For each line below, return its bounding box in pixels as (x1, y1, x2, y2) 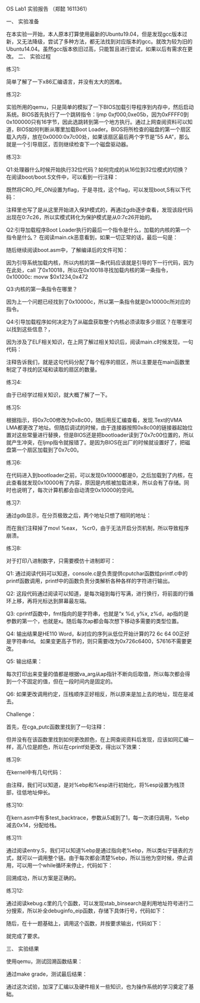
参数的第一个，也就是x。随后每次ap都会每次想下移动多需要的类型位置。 (6, 618, 183, 624)
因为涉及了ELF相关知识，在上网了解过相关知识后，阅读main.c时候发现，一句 (6, 338, 193, 345)
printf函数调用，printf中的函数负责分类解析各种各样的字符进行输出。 (6, 577, 174, 584)
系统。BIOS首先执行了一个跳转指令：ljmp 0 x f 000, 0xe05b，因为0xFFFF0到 (6, 111, 189, 118)
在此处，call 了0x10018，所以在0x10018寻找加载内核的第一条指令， (6, 267, 171, 273)
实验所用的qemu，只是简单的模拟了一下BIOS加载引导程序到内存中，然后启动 (6, 104, 194, 110)
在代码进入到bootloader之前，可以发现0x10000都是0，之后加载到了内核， (6, 472, 189, 478)
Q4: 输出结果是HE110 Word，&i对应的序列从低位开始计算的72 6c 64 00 (6, 630, 180, 637)
